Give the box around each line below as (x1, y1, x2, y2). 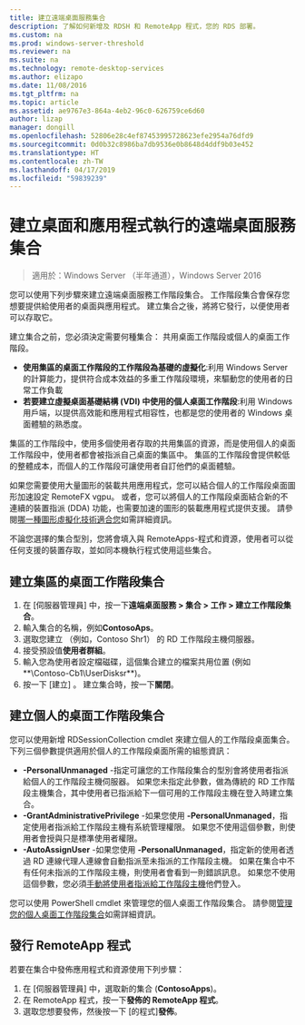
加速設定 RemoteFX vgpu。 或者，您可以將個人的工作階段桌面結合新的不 (16, 491, 289, 502)
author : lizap (9, 114, 64, 123)
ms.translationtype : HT (9, 148, 100, 157)
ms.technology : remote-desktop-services (9, 64, 165, 74)
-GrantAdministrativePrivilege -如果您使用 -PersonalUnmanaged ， (22, 810, 280, 821)
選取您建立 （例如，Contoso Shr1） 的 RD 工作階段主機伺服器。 (22, 634, 261, 645)
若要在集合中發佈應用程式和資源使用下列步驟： (9, 963, 184, 974)
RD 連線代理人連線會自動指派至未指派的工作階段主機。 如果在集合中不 (33, 855, 295, 866)
